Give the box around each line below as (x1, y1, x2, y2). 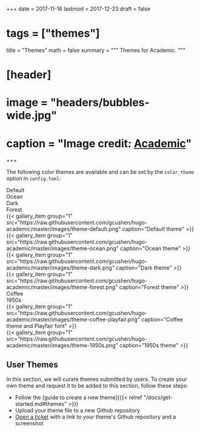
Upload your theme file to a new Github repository (15, 407, 141, 414)
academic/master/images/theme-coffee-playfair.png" (6, 316, 141, 323)
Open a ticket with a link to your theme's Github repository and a (15, 413, 176, 420)
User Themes (6, 359, 59, 370)
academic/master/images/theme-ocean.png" (6, 245, 119, 252)
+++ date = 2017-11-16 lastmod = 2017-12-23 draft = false (6, 5, 150, 12)
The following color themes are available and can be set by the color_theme (6, 169, 195, 176)
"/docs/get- (143, 394, 173, 401)
